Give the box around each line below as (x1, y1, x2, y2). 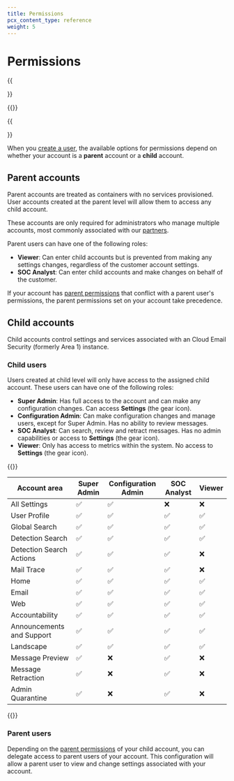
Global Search (10, 522, 57, 532)
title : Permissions (7, 10, 64, 17)
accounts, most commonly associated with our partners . (7, 226, 169, 235)
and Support (10, 630, 52, 640)
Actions (10, 553, 36, 563)
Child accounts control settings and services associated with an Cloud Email (7, 335, 226, 343)
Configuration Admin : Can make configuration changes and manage (17, 411, 216, 420)
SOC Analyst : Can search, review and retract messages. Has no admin (17, 427, 221, 435)
